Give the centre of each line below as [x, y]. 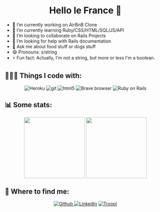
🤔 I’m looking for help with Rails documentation [62, 41]
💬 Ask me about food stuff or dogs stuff [54, 46]
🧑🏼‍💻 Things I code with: [43, 76]
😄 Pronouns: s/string [35, 52]
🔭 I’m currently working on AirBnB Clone [55, 25]
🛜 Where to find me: [37, 191]
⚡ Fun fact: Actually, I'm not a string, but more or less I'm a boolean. [84, 57]
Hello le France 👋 [85, 11]
